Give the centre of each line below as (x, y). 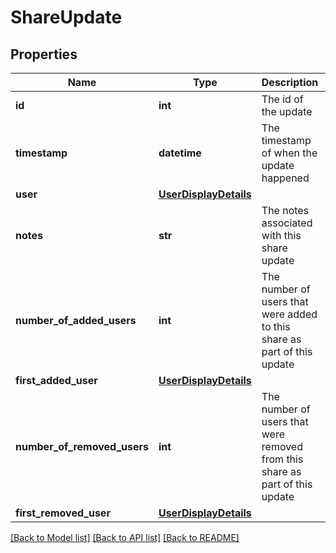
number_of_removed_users (82, 446)
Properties (44, 54)
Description (290, 82)
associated (287, 223)
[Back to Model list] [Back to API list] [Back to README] (125, 537)
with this (281, 235)
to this (276, 326)
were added (289, 314)
